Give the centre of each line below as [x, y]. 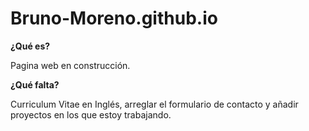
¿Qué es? [30, 46]
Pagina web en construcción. [70, 65]
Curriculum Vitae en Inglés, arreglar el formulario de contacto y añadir [154, 104]
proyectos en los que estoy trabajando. [91, 114]
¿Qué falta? [35, 84]
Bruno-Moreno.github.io [114, 18]
